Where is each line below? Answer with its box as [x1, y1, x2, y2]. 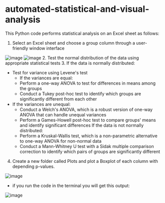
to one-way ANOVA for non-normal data [19, 138, 102, 144]
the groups [19, 85, 42, 91]
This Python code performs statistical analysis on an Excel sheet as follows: [5, 30, 160, 36]
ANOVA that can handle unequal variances [19, 111, 107, 117]
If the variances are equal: [19, 75, 73, 81]
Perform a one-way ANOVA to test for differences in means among [19, 80, 156, 86]
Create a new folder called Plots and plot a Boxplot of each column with [12, 158, 158, 164]
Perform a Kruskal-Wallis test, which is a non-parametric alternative [19, 133, 158, 139]
